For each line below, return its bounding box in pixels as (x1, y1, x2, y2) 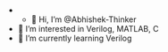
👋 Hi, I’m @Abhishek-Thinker (30, 14, 137, 25)
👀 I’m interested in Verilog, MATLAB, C (17, 24, 159, 33)
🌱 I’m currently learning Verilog (17, 33, 132, 43)
